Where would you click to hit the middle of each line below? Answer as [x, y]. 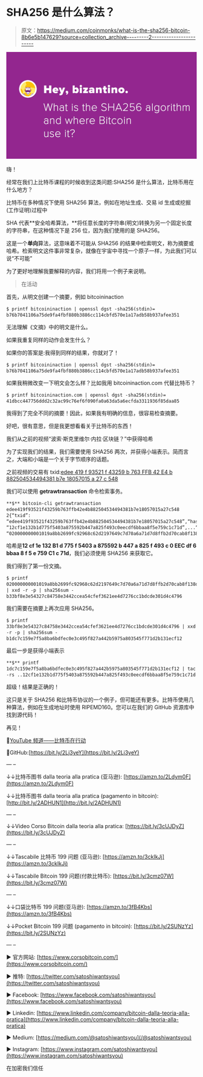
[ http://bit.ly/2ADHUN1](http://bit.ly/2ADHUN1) [64, 803]
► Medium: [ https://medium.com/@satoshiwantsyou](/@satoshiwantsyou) [99, 1038]
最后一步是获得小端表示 [35, 651]
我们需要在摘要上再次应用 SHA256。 [52, 608]
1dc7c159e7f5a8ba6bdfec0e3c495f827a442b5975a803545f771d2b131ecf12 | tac [101, 669]
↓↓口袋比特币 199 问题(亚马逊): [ [47, 907]
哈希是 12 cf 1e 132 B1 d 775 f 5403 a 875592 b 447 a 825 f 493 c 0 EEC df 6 [101, 546]
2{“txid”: [19, 516]
